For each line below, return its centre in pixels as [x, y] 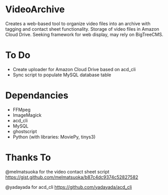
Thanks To [28, 158]
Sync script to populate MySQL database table [62, 75]
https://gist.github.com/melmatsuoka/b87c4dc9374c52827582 [72, 177]
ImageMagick [27, 115]
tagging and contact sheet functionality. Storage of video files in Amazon [82, 29]
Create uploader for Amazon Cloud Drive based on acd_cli [74, 69]
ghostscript [25, 131]
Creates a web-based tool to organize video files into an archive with [78, 24]
